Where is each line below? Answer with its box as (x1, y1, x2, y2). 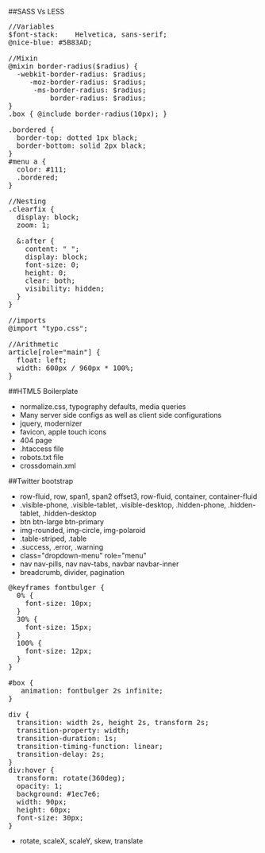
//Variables (8, 22, 55, 31)
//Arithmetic (8, 340, 60, 349)
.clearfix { (8, 205, 55, 214)
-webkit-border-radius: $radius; (16, 70, 147, 79)
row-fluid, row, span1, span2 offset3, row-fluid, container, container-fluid (19, 492, 258, 501)
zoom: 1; (16, 221, 51, 230)
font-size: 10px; (25, 599, 93, 608)
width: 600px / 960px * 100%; (16, 364, 134, 372)
